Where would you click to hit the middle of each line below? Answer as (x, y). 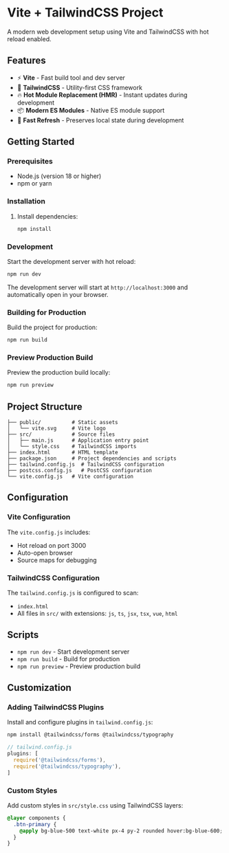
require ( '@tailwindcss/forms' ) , (60, 760)
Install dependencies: (47, 216)
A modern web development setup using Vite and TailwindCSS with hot (108, 32)
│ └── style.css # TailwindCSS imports (72, 446)
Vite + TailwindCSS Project (85, 13)
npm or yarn (34, 184)
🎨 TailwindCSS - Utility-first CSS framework (80, 87)
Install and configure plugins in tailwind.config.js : (80, 722)
